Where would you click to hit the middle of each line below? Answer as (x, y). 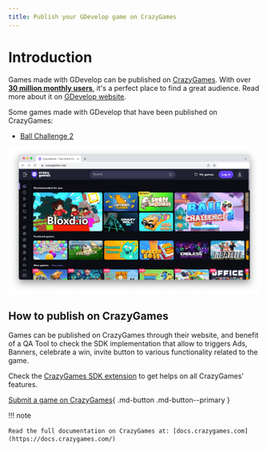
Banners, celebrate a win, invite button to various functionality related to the (133, 352)
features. (23, 385)
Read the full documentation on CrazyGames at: (89, 431)
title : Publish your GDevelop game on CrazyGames (93, 17)
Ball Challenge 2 (47, 136)
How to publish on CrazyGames (89, 316)
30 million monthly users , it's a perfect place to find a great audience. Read (134, 88)
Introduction (50, 57)
